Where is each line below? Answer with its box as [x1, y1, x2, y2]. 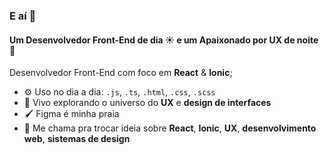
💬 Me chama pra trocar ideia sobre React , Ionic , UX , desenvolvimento [23, 122, 317, 134]
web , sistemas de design [23, 133, 131, 145]
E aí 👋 [9, 9, 37, 23]
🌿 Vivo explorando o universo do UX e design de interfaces [23, 97, 272, 109]
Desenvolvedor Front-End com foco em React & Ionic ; [9, 67, 233, 79]
